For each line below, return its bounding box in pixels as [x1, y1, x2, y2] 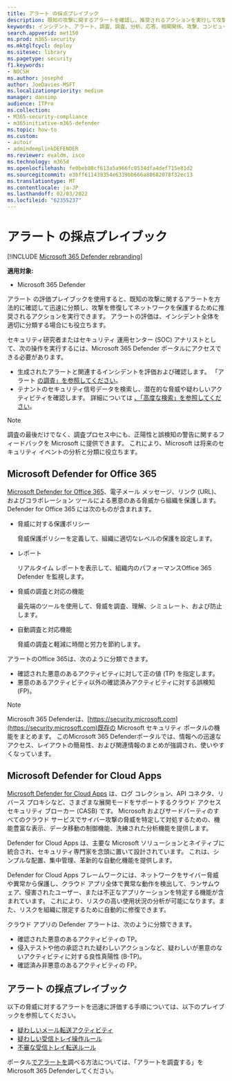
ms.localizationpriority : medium [7, 87, 104, 94]
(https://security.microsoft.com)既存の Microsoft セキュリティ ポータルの [7, 723, 214, 732]
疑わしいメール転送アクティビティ [17, 1026, 114, 1035]
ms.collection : [7, 107, 51, 114]
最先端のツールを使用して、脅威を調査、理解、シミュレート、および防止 [17, 601, 223, 610]
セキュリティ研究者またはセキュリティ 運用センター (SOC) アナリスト [7, 335, 204, 344]
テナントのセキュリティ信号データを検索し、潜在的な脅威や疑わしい [17, 385, 211, 393]
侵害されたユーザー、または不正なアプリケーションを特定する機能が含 [24, 888, 224, 896]
